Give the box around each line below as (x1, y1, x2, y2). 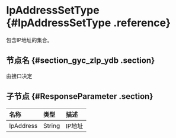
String (43, 121, 60, 130)
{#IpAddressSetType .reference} (6, 16, 171, 30)
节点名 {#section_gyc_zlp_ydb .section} (6, 56, 155, 66)
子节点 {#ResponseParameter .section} (6, 91, 153, 101)
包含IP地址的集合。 (6, 36, 53, 43)
